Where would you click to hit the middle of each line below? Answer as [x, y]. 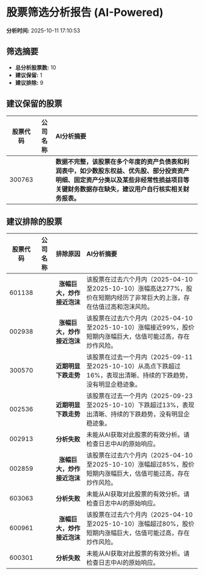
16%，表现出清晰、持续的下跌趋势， [139, 375]
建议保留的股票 [34, 104]
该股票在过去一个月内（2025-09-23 [140, 396]
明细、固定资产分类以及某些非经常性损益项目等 [122, 180]
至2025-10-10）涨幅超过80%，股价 [141, 524]
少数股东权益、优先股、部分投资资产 [138, 171]
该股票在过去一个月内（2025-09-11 [140, 357]
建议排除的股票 [34, 221]
